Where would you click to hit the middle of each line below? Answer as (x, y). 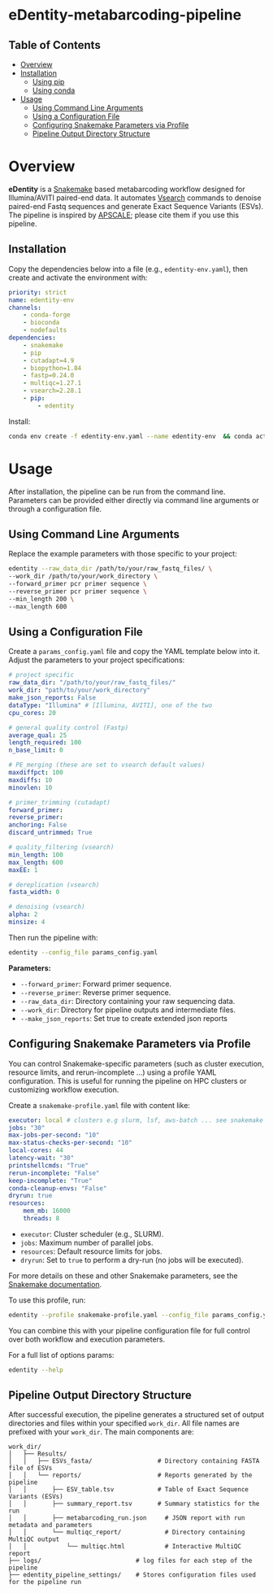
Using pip (48, 82)
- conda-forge (47, 315)
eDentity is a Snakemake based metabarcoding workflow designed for (127, 189)
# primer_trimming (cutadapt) (60, 802)
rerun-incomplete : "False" (54, 1173)
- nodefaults (45, 330)
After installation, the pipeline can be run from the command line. (117, 491)
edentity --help (36, 1370)
